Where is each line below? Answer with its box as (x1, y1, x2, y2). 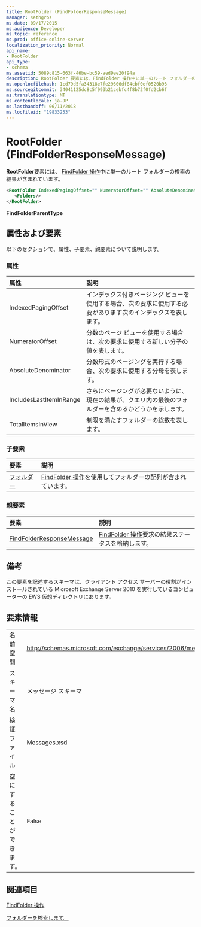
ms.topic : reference (6, 31, 58, 37)
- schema (6, 64, 28, 71)
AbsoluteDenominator (9, 366, 71, 375)
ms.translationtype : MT (6, 92, 66, 98)
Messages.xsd (26, 738, 68, 747)
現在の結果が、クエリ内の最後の (86, 396, 176, 404)
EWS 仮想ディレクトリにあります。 (28, 593, 115, 601)
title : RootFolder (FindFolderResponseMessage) (6, 8, 127, 15)
